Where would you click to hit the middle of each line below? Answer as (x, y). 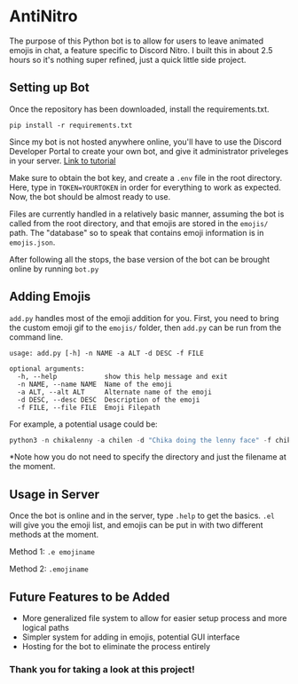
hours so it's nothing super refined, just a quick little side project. (128, 59)
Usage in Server (55, 494)
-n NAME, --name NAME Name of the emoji (95, 384)
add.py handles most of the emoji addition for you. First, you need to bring (144, 318)
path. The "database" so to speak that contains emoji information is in (137, 232)
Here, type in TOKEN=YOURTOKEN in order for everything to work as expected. (145, 187)
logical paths (45, 628)
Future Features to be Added (90, 597)
